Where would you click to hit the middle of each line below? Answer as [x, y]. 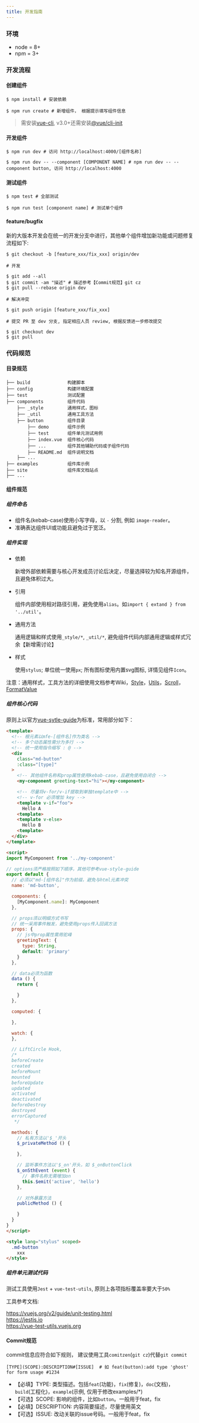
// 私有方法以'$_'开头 [42, 1138]
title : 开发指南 [24, 12]
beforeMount [26, 1071]
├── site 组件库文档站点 [52, 470]
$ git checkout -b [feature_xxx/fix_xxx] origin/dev [73, 254]
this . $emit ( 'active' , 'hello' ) [61, 1182]
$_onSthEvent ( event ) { [46, 1171]
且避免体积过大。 [36, 579]
